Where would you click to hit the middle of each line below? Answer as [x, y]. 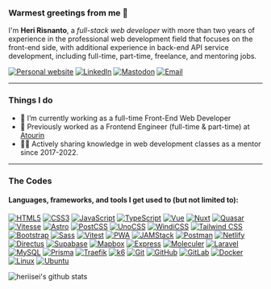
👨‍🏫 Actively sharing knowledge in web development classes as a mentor [140, 144]
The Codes [30, 181]
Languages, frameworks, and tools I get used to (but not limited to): [124, 200]
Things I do [31, 100]
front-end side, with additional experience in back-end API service [119, 48]
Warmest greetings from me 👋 [68, 13]
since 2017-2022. [49, 152]
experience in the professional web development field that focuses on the [131, 39]
